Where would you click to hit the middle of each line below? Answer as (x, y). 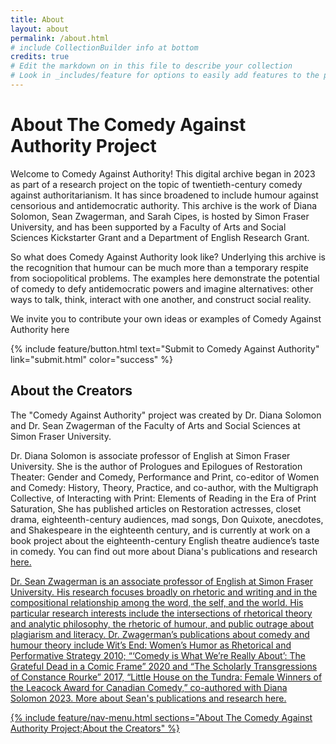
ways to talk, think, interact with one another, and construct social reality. (161, 299)
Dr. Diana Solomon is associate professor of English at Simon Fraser (150, 455)
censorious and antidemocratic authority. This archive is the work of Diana (164, 205)
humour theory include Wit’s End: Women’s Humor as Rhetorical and (151, 645)
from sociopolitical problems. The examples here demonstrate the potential (165, 278)
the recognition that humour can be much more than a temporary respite (159, 267)
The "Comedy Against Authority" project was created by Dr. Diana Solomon (166, 415)
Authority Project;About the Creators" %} (95, 728)
